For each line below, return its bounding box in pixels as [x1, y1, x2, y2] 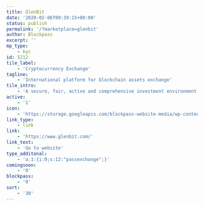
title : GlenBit [6, 9, 45, 15]
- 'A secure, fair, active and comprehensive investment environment [17, 88, 197, 94]
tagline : [6, 71, 29, 77]
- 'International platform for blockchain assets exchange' [17, 77, 172, 83]
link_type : [6, 116, 34, 123]
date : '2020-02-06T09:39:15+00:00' [6, 15, 97, 21]
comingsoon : [6, 162, 36, 168]
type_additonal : [6, 151, 47, 157]
